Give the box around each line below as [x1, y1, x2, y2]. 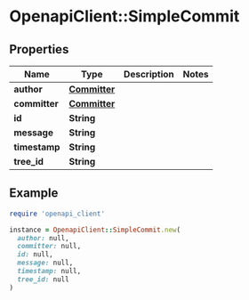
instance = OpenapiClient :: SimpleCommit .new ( [9, 225, 181, 234]
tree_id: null [17, 274, 69, 284]
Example [9, 185, 59, 201]
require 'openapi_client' [9, 209, 105, 218]
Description [123, 69, 175, 80]
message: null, [17, 258, 74, 268]
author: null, [17, 233, 69, 242]
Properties [9, 42, 69, 57]
